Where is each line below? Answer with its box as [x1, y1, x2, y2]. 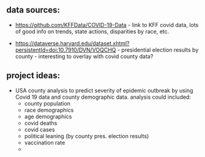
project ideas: [6, 71, 60, 81]
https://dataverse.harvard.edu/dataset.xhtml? [15, 39, 130, 47]
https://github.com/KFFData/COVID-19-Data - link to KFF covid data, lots [15, 21, 199, 28]
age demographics [24, 113, 72, 120]
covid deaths [24, 119, 58, 126]
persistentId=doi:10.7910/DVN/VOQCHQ [15, 46, 116, 53]
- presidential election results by [117, 46, 199, 53]
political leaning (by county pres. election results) [24, 132, 149, 140]
